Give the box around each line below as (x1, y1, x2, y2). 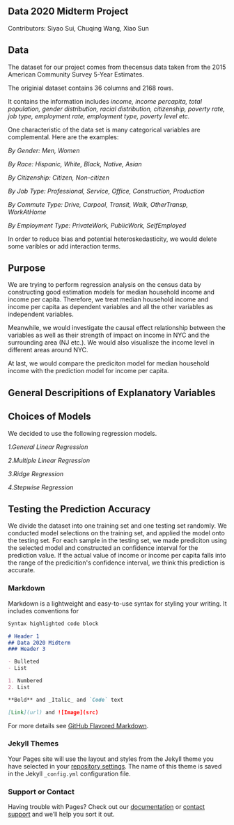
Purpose (8, 262, 46, 274)
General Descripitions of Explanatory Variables (8, 386, 216, 399)
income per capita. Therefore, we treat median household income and (8, 295, 209, 304)
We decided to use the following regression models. (8, 429, 157, 437)
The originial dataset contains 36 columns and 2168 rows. (8, 84, 174, 92)
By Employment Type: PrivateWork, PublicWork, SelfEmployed (8, 221, 187, 229)
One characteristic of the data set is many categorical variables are (8, 125, 201, 134)
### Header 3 (8, 645, 46, 653)
